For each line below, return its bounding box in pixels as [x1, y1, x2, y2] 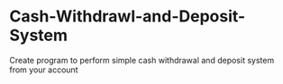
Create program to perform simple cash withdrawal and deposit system [9, 55, 275, 65]
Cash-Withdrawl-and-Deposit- [9, 6, 246, 27]
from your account [9, 64, 78, 75]
